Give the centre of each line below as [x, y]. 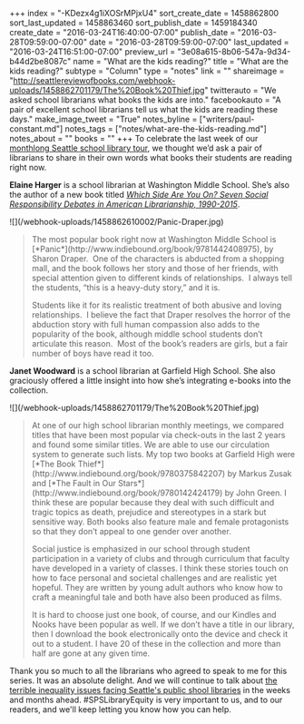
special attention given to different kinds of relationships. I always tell [162, 278]
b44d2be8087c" [40, 61]
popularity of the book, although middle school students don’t [147, 334]
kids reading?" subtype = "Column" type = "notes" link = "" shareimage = [147, 71]
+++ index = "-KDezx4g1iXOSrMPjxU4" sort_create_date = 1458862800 [144, 13]
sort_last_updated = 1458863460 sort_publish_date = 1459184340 [133, 23]
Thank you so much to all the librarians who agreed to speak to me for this [148, 671]
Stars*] [131, 483]
